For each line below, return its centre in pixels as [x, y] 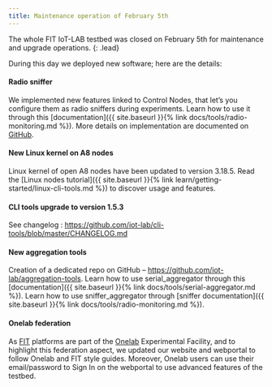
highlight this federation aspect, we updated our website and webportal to [132, 350]
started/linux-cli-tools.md [51, 188]
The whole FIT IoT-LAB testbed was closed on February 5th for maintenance [136, 39]
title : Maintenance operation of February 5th [89, 16]
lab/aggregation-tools [45, 279]
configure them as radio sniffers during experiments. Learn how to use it [130, 108]
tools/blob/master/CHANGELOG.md [68, 234]
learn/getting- [198, 180]
